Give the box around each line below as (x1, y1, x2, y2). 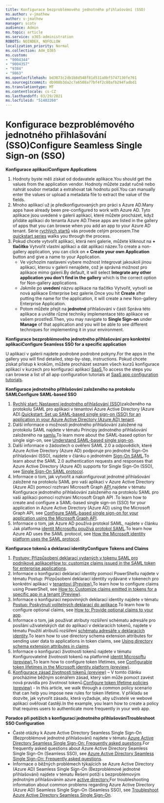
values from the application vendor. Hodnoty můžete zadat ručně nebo (12, 181, 155, 187)
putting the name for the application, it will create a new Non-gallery (20, 295, 157, 301)
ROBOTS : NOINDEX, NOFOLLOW (5, 39, 61, 44)
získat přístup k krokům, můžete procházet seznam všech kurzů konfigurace (5, 361, 160, 367)
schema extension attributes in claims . (12, 644, 90, 649)
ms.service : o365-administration (5, 35, 74, 40)
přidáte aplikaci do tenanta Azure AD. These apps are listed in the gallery (12, 218, 158, 223)
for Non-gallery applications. (20, 280, 78, 286)
